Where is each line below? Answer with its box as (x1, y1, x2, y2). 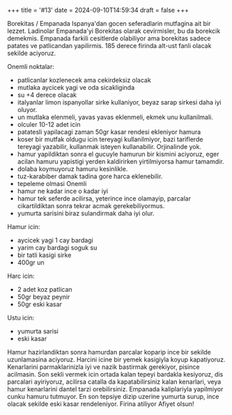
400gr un (17, 258, 45, 267)
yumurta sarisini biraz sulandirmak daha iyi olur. (17, 209, 155, 217)
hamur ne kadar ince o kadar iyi (17, 187, 109, 195)
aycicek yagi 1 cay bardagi (17, 236, 94, 244)
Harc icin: (7, 272, 35, 280)
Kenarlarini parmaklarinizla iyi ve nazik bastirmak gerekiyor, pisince (7, 363, 200, 371)
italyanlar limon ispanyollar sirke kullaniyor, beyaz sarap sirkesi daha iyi (17, 98, 222, 107)
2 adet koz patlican (17, 285, 72, 293)
